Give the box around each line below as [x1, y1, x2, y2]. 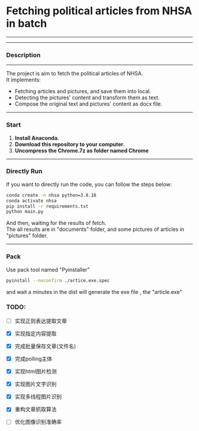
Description [6, 50, 41, 59]
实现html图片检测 [14, 368, 57, 375]
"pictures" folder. [6, 232, 49, 239]
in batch [6, 17, 47, 30]
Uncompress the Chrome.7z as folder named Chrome [14, 147, 149, 154]
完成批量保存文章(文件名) [14, 343, 76, 350]
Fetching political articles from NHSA [6, 4, 192, 18]
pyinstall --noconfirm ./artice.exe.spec [6, 277, 110, 283]
